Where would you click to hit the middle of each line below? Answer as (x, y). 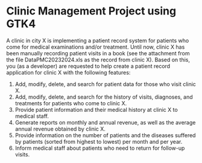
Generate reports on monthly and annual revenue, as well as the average (105, 122)
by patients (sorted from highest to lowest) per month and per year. (99, 141)
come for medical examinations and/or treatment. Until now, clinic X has (96, 47)
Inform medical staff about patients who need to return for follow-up (100, 148)
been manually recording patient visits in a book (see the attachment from (98, 53)
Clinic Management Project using (91, 11)
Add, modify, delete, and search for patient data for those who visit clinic (105, 84)
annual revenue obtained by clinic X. (60, 129)
